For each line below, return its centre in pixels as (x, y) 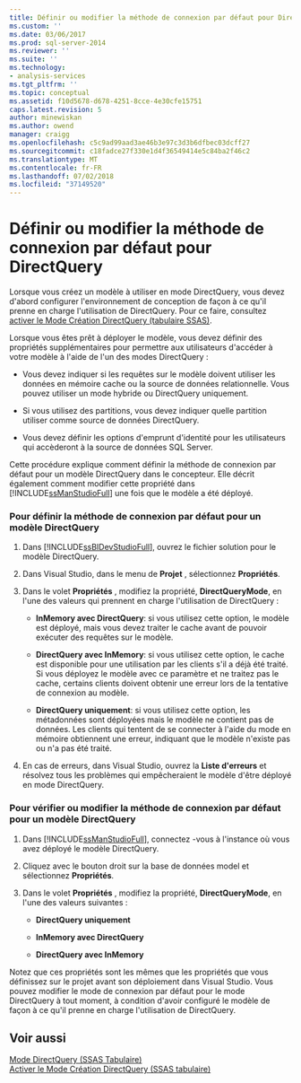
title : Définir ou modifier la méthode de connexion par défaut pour (142, 17)
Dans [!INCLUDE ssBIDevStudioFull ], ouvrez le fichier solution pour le (149, 547)
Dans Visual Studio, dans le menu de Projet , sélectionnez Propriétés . (151, 574)
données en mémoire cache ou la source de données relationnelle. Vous (155, 384)
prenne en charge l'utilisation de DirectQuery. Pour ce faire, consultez (138, 311)
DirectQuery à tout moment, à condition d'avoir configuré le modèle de (140, 1000)
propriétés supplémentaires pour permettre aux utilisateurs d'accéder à (141, 347)
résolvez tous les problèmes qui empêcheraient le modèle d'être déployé (157, 775)
